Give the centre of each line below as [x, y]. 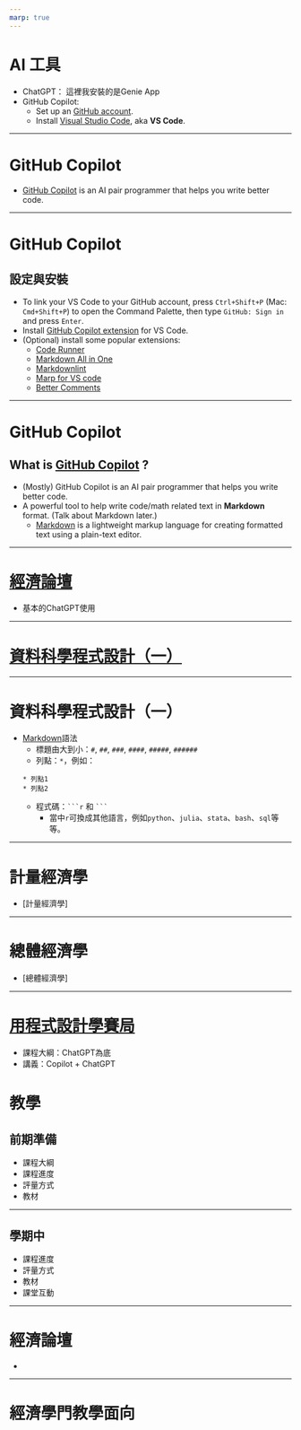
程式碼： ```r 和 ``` [72, 807]
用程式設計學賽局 [73, 1026]
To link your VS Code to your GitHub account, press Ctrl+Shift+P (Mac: [155, 301]
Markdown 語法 [50, 738]
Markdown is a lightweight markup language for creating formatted [159, 525]
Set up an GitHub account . [85, 111]
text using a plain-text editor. [89, 534]
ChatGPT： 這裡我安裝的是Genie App [91, 92]
